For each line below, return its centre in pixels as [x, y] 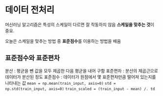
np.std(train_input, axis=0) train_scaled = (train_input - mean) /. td [80, 89]
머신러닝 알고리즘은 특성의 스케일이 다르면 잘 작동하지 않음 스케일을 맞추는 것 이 [80, 24]
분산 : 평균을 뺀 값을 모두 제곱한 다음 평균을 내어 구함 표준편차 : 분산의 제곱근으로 [82, 71]
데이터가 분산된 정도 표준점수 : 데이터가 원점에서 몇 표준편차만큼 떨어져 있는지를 [81, 77]
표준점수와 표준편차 [32, 58]
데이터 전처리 [30, 10]
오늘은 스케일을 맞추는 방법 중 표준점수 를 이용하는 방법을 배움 [63, 41]
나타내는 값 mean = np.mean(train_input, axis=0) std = [61, 83]
